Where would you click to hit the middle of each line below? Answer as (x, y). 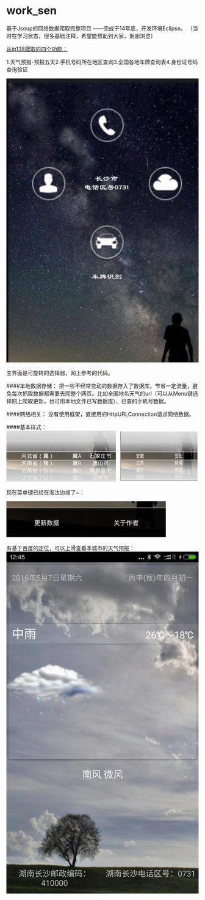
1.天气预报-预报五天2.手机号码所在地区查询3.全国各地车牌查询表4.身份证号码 (102, 62)
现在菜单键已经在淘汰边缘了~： (46, 493)
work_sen (31, 11)
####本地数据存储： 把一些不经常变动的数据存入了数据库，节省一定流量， (99, 386)
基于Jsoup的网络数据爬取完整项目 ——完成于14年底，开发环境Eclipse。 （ (100, 28)
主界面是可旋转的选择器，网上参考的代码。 (60, 373)
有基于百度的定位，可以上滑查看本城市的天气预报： (70, 548)
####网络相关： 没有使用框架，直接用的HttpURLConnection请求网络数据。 (100, 414)
